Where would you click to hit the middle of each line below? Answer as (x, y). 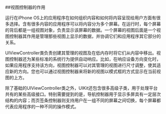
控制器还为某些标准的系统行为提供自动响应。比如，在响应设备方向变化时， (85, 59)
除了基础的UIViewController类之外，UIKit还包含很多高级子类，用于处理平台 (82, 88)
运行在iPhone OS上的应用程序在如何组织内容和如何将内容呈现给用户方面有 (81, 18)
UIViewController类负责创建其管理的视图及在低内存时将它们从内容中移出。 (81, 53)
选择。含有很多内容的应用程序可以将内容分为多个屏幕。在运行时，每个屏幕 (85, 24)
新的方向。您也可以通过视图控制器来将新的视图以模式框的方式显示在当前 (83, 71)
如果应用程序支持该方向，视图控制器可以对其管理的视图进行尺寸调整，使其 (81, 65)
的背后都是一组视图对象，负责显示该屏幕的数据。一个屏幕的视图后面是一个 (81, 30)
